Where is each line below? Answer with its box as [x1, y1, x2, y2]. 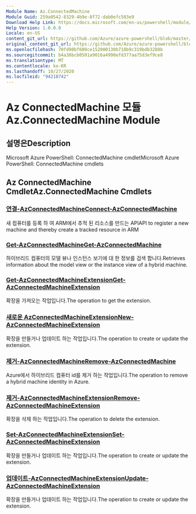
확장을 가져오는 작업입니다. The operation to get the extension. [6, 297, 152, 304]
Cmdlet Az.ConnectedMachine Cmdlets [6, 187, 152, 196]
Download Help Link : [6, 19, 57, 25]
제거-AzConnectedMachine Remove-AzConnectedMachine [6, 357, 176, 365]
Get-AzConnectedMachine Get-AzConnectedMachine [6, 240, 162, 249]
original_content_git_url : [6, 42, 72, 47]
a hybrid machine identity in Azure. [6, 378, 90, 385]
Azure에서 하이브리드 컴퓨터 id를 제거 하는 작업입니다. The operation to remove [6, 372, 188, 378]
